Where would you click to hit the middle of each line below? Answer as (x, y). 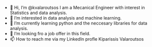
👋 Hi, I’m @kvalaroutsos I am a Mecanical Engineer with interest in (77, 8)
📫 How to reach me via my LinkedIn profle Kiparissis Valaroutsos (77, 39)
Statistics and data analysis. (38, 13)
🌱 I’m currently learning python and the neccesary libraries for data (78, 23)
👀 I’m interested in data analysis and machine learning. (66, 18)
